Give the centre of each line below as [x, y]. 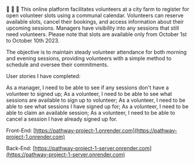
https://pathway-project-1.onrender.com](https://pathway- [106, 131]
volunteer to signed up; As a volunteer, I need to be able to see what [89, 94]
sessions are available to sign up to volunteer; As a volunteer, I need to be [96, 100]
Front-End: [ [21, 131]
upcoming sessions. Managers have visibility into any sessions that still [92, 28]
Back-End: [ [20, 148]
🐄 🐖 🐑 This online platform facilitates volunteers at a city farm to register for [98, 9]
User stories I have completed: [43, 76]
